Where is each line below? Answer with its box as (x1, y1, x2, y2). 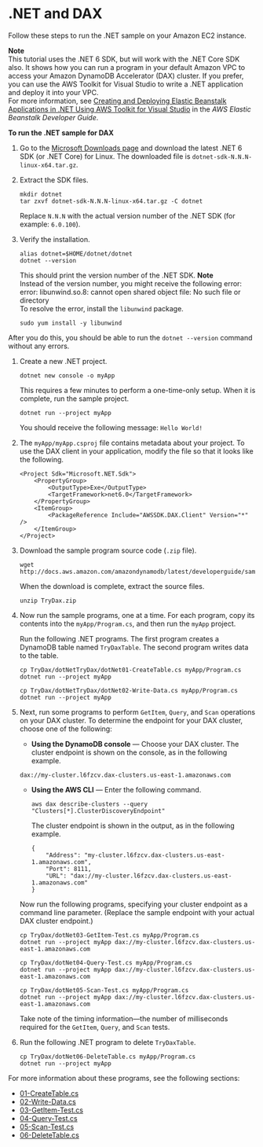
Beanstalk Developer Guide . (8, 112, 99, 122)
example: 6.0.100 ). (19, 219, 81, 229)
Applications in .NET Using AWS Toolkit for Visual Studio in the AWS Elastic (8, 104, 251, 114)
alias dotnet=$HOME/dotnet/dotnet (19, 249, 133, 258)
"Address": (46, 851, 81, 859)
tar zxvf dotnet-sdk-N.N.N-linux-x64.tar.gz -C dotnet (19, 197, 203, 205)
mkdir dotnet (19, 190, 63, 198)
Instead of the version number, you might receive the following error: (19, 278, 242, 288)
